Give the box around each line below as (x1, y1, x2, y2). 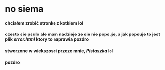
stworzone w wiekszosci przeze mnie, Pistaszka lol (5, 48, 113, 54)
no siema (5, 3, 44, 15)
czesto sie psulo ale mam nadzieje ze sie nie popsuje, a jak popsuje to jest (5, 31, 160, 37)
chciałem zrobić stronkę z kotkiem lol (5, 20, 83, 26)
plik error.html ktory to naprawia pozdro (5, 36, 89, 42)
